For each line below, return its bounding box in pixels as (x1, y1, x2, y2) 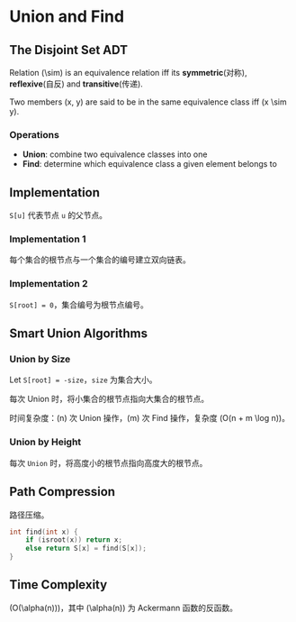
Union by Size (9, 353, 71, 366)
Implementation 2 (9, 278, 88, 290)
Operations (9, 128, 60, 141)
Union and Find (9, 6, 124, 27)
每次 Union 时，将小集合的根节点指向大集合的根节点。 (9, 394, 210, 405)
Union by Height (9, 435, 82, 448)
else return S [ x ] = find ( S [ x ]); (25, 544, 147, 553)
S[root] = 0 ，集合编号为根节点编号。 (9, 299, 148, 310)
